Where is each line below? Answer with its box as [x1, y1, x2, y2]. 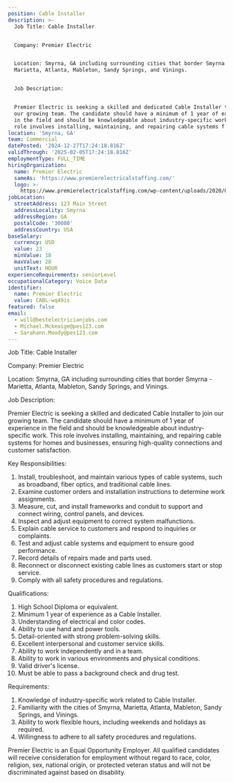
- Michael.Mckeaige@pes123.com [14, 323, 104, 330]
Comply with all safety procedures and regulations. [17, 576, 164, 584]
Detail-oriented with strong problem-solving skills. [17, 632, 161, 641]
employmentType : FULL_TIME [8, 155, 86, 162]
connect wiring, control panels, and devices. [17, 510, 145, 518]
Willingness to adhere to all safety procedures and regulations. [17, 732, 196, 741]
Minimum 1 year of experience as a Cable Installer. [17, 610, 162, 619]
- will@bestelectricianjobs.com [14, 316, 108, 323]
